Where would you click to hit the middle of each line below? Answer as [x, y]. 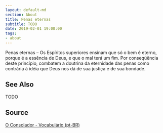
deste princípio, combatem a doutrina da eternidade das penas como [77, 63]
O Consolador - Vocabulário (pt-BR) [43, 125]
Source [17, 113]
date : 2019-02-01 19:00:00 [34, 29]
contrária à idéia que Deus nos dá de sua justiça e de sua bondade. [75, 68]
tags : [11, 33]
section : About [21, 15]
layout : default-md [26, 10]
